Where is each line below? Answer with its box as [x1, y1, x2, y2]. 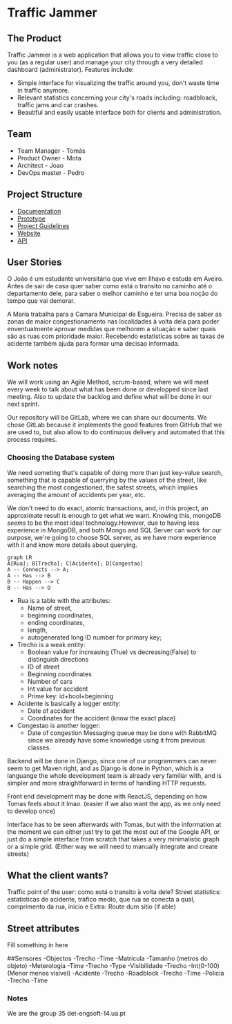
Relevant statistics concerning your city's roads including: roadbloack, [17, 93, 217, 102]
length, [27, 626, 48, 634]
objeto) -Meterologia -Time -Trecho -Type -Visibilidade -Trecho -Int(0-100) [7, 962, 220, 970]
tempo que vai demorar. [7, 297, 75, 305]
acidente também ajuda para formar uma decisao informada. [7, 339, 180, 348]
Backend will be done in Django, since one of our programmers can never [7, 756, 217, 765]
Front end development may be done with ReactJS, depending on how [7, 792, 208, 800]
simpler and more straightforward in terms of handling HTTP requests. [7, 779, 207, 787]
